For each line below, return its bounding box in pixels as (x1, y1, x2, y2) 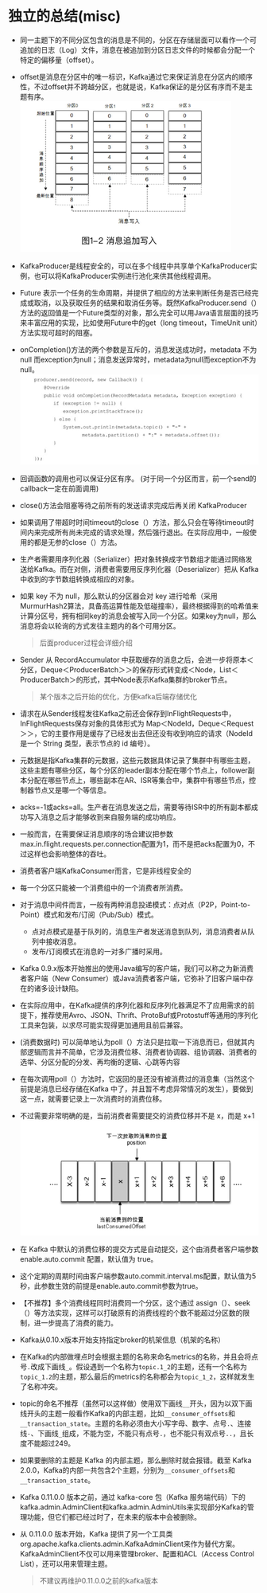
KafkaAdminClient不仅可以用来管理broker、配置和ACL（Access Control (19, 1548, 254, 1558)
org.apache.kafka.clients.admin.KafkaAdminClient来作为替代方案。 (19, 1539, 240, 1548)
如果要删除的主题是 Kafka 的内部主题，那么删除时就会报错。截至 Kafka (19, 1455, 252, 1465)
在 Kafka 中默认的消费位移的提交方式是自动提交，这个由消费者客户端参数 (19, 1244, 259, 1254)
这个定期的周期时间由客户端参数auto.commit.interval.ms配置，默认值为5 (19, 1271, 257, 1281)
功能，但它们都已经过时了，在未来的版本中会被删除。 (26, 1512, 201, 1521)
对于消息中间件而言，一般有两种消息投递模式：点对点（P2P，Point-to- (19, 900, 251, 910)
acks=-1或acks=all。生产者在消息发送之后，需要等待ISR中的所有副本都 (19, 802, 252, 812)
